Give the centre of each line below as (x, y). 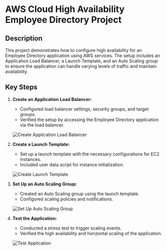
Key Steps (21, 87)
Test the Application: (35, 218)
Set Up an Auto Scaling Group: (45, 184)
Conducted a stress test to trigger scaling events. (71, 228)
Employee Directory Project (63, 20)
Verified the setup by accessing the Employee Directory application (89, 119)
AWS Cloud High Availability (65, 9)
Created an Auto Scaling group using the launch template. (79, 193)
